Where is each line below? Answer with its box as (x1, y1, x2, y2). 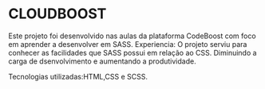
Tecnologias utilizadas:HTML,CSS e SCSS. (8, 72, 148, 81)
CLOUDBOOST (8, 5, 107, 23)
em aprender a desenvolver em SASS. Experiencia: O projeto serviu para (8, 39, 247, 48)
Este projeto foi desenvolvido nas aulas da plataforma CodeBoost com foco (8, 31, 257, 41)
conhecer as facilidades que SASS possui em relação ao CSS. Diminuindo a (8, 48, 257, 57)
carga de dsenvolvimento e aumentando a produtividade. (8, 56, 197, 66)
